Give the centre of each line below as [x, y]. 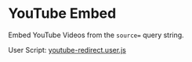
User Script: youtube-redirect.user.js [67, 50]
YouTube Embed [62, 14]
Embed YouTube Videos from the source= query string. [96, 35]
